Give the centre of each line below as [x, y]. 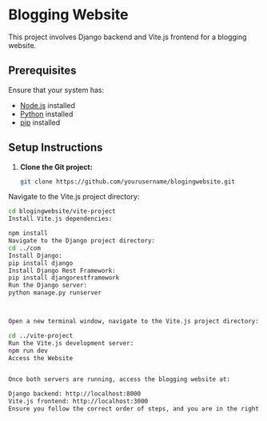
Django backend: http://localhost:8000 [75, 394]
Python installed [46, 114]
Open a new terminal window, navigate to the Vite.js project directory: [134, 322]
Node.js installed [48, 105]
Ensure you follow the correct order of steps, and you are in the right [134, 409]
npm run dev [28, 351]
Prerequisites [42, 71]
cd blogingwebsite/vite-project [62, 211]
